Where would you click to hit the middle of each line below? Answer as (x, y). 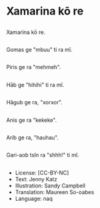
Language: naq (34, 198)
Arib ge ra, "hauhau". (32, 137)
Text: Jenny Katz (36, 179)
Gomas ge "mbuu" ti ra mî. (39, 49)
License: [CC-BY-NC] (42, 173)
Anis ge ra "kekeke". (32, 120)
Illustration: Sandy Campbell (50, 186)
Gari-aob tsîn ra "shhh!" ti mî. (43, 155)
